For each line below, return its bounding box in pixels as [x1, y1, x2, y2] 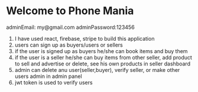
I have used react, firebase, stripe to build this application [14, 35, 155, 42]
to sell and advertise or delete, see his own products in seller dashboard [14, 60, 191, 67]
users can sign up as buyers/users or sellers [14, 41, 123, 48]
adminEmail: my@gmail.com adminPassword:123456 [6, 24, 135, 31]
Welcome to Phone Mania [6, 4, 134, 18]
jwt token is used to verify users [14, 78, 93, 86]
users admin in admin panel [14, 73, 82, 80]
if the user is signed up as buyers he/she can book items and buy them [14, 47, 188, 54]
